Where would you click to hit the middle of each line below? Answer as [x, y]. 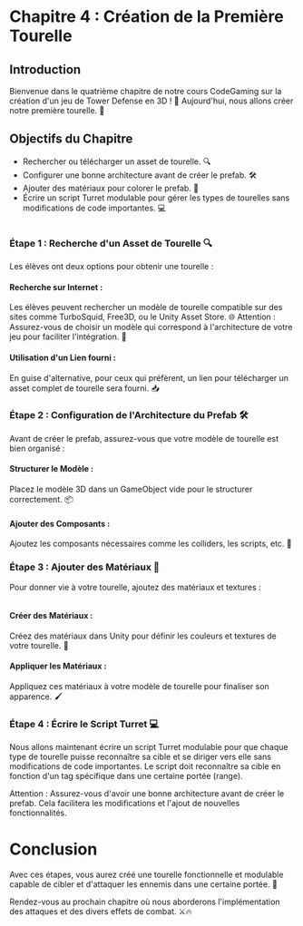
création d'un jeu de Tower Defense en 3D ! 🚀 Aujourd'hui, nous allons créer [151, 101]
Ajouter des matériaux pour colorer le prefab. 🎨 [111, 188]
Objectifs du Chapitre [71, 139]
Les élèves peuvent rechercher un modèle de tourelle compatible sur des [146, 307]
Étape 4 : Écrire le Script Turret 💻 [84, 724]
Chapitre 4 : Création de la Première [147, 17]
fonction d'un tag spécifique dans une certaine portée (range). [126, 776]
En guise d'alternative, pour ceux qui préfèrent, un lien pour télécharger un [149, 377]
